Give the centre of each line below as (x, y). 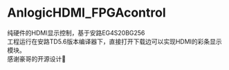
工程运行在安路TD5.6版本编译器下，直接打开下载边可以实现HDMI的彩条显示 (115, 41)
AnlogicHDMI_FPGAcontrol (86, 13)
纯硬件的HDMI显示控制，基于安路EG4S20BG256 (76, 33)
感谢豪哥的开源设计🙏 (37, 59)
